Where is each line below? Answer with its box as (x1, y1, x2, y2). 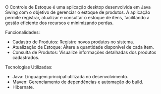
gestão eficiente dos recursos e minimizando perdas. (5, 20, 114, 26)
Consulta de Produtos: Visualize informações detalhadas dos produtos (12, 49, 157, 55)
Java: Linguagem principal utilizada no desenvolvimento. (12, 74, 129, 79)
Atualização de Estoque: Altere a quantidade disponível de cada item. (12, 44, 155, 50)
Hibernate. (12, 84, 34, 90)
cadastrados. (12, 55, 40, 61)
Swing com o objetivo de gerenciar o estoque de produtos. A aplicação (5, 9, 150, 15)
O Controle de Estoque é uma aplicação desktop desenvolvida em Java (5, 4, 151, 10)
